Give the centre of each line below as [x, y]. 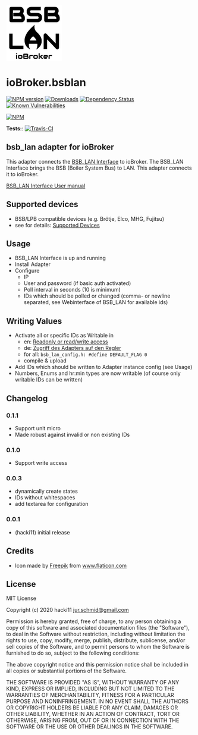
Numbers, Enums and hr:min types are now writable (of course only [98, 373]
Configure [27, 271]
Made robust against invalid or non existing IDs [72, 434]
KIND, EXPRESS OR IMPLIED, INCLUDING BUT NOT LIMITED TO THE [90, 689]
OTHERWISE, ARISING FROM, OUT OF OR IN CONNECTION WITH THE [93, 720]
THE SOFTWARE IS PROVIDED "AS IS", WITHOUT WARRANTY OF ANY [93, 683]
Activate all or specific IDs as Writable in [64, 336]
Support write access [41, 463]
